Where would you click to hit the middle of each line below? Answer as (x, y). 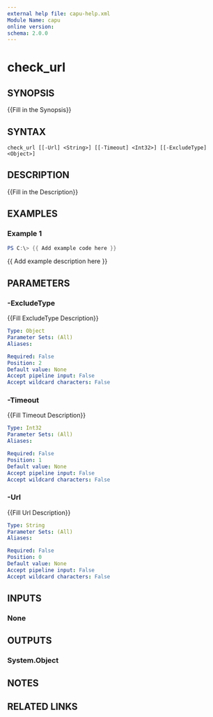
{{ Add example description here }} (57, 261)
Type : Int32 (24, 428)
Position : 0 (24, 558)
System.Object (33, 661)
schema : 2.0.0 (28, 33)
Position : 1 (24, 460)
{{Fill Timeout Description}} (46, 416)
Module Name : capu (34, 20)
